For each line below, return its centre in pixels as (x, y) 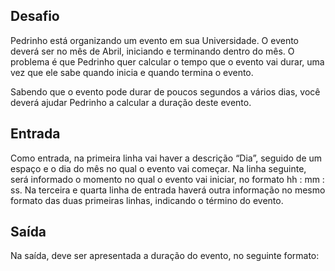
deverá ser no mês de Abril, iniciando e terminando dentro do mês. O (152, 51)
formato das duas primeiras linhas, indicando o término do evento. (147, 200)
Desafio (35, 16)
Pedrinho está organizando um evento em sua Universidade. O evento (155, 40)
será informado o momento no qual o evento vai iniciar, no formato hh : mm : (167, 179)
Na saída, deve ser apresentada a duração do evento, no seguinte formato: (165, 256)
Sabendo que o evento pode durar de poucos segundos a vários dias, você (165, 91)
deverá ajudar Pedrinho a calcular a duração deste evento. (131, 102)
